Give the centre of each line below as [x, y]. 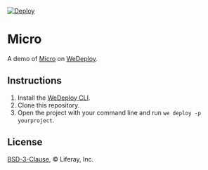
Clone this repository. [48, 105]
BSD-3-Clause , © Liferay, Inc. [51, 159]
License [25, 142]
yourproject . [36, 120]
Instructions [34, 81]
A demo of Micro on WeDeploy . [53, 58]
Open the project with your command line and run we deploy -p [109, 112]
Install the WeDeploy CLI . [54, 98]
